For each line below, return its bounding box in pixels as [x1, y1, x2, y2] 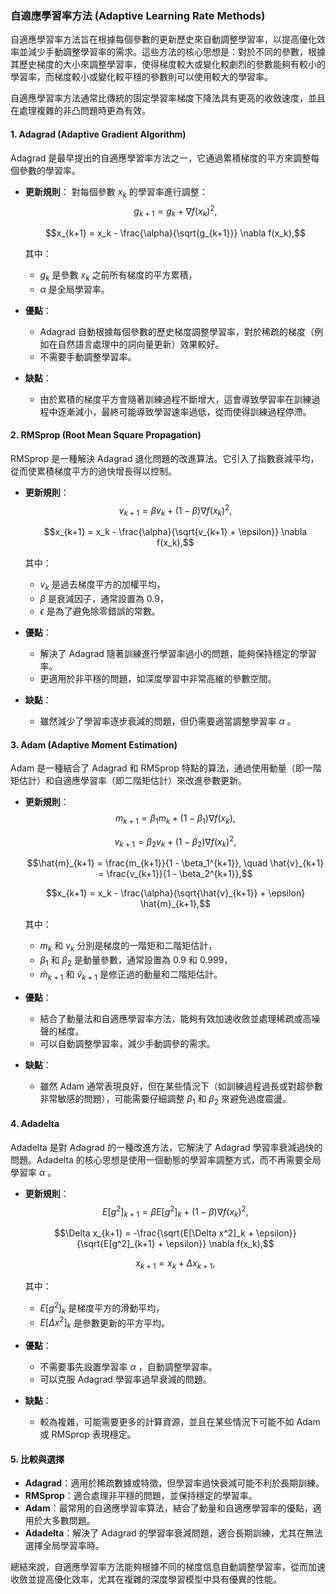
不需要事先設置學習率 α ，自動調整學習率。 [39, 1361, 218, 1372]
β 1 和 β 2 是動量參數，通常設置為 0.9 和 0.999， [39, 954, 233, 969]
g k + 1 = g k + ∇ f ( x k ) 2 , [133, 203, 218, 219]
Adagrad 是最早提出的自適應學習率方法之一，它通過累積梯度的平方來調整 [10, 152, 312, 164]
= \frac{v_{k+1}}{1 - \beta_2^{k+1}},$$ [98, 868, 253, 880]
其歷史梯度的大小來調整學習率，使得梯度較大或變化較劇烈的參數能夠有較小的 [10, 58, 326, 71]
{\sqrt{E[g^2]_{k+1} [76, 1238, 156, 1250]
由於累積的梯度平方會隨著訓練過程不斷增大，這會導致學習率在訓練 [39, 393, 312, 405]
